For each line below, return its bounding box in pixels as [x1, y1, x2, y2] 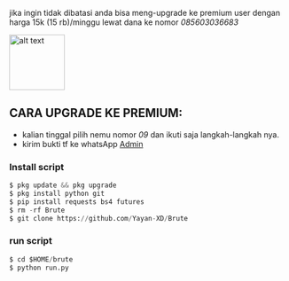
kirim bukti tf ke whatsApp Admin [21, 138, 144, 149]
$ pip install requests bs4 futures [9, 197, 144, 207]
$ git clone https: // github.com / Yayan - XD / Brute [9, 214, 189, 222]
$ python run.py [9, 263, 69, 272]
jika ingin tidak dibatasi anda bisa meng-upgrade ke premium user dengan [9, 8, 281, 18]
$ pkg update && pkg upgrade [9, 181, 117, 190]
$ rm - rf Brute [9, 206, 66, 215]
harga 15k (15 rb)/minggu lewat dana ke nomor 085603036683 [9, 17, 239, 27]
